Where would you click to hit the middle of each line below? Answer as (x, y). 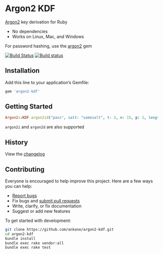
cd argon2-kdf (19, 234)
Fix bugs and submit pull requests (46, 200)
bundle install (20, 238)
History (16, 142)
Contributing (25, 169)
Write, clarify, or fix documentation (47, 206)
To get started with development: (38, 220)
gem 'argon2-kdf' (23, 91)
